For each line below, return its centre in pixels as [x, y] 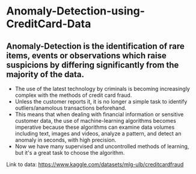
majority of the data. [45, 74]
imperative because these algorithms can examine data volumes [95, 127]
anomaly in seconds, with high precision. [66, 140]
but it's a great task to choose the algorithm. [70, 153]
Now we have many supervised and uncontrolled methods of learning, [102, 146]
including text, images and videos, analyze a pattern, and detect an [98, 133]
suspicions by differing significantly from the [93, 65]
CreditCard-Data [49, 24]
